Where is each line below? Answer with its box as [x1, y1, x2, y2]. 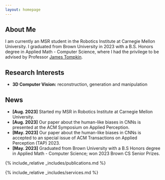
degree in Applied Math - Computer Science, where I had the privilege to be [5, 49, 159, 55]
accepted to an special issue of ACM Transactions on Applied [12, 135, 137, 141]
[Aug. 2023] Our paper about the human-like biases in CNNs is [12, 119, 141, 125]
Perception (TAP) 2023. [12, 140, 61, 146]
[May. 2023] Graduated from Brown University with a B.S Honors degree [12, 146, 161, 151]
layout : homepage [5, 7, 41, 12]
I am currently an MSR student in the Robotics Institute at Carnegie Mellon [5, 38, 155, 44]
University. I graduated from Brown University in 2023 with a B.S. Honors [5, 44, 154, 50]
